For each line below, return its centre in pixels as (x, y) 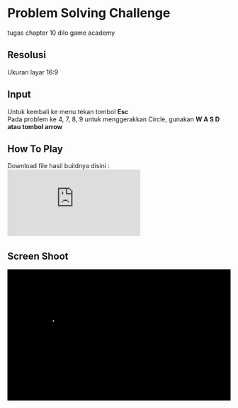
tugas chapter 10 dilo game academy (61, 33)
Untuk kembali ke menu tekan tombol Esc (68, 111)
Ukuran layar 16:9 (33, 72)
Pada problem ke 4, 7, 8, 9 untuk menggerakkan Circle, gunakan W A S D (114, 119)
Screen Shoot (38, 256)
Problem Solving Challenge (89, 13)
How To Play (35, 149)
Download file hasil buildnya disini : (58, 166)
